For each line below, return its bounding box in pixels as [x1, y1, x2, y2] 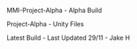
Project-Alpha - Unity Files [6, 20, 84, 28]
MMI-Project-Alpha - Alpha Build [6, 6, 102, 14]
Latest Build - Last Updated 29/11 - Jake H [6, 33, 131, 42]
